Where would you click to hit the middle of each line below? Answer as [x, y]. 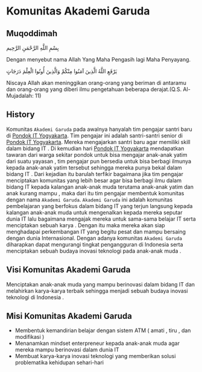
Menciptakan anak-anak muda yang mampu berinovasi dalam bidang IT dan [100, 284]
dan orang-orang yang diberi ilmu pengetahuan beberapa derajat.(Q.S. [94, 89]
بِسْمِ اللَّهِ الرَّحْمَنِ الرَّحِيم [33, 48]
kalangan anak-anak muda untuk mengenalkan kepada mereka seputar [94, 212]
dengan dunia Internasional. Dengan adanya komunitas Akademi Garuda [94, 238]
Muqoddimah [32, 33]
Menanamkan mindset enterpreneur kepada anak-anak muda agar [97, 343]
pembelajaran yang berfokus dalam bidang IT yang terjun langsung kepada [99, 206]
